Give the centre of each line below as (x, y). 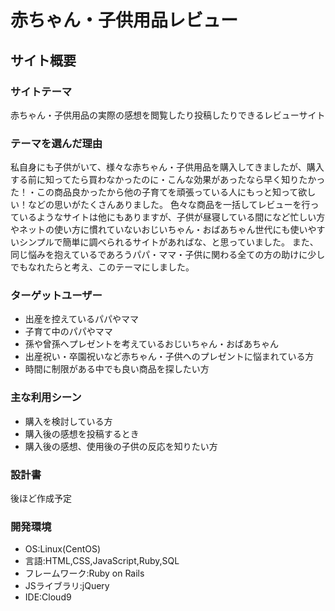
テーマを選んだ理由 (56, 143)
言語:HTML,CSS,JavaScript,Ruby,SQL (102, 561)
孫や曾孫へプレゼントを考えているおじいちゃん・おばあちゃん (152, 344)
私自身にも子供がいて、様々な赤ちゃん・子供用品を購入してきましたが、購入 (167, 167)
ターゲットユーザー (56, 296)
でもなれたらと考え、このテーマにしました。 (102, 267)
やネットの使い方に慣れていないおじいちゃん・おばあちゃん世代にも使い (159, 230)
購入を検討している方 (68, 421)
